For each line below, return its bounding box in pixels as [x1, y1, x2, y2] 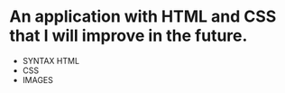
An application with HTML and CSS [9, 6, 277, 27]
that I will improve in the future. [9, 25, 248, 46]
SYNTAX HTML [22, 55, 79, 66]
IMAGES [22, 74, 54, 85]
